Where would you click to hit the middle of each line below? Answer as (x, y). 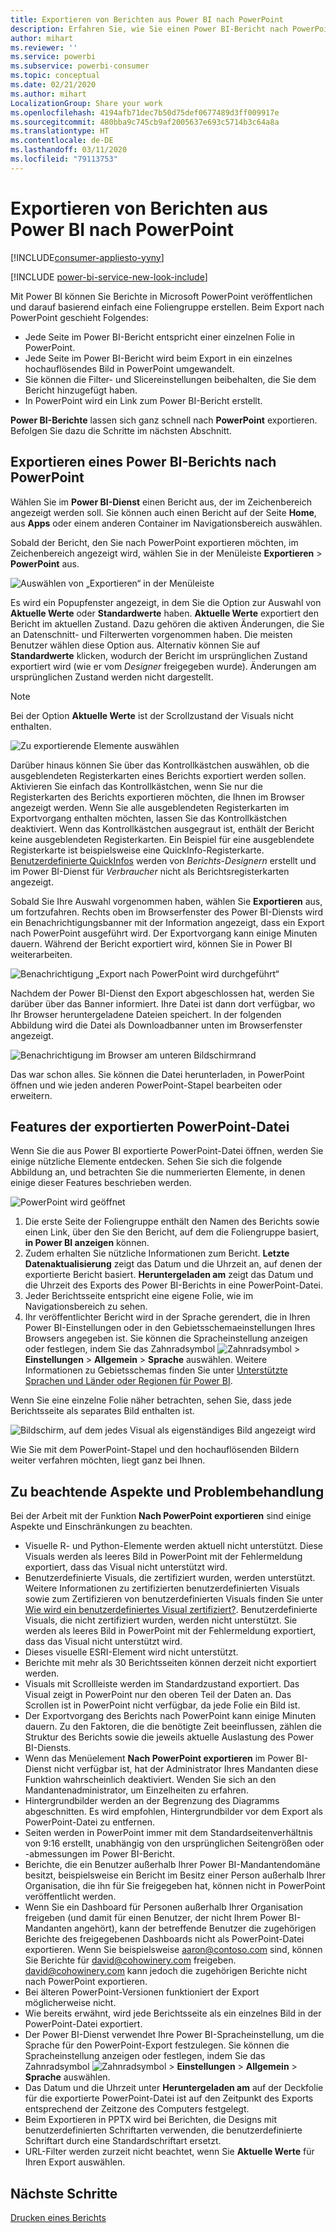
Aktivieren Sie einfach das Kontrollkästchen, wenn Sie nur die (136, 786)
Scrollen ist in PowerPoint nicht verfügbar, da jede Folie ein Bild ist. (162, 1705)
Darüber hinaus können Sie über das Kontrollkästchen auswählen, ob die (160, 765)
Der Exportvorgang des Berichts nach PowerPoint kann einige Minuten (170, 1716)
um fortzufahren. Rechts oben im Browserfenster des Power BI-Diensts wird (167, 912)
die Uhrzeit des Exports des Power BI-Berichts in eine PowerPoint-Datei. (173, 1285)
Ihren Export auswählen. (75, 2162)
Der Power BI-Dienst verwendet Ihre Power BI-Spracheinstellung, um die (174, 2035)
